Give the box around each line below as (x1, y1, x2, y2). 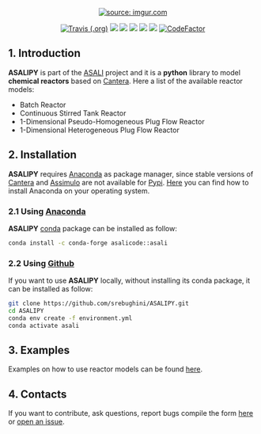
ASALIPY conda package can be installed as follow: (8, 223, 178, 233)
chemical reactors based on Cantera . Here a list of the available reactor (8, 76, 244, 86)
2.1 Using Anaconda (8, 206, 86, 217)
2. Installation (8, 148, 78, 162)
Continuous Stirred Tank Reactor (19, 108, 127, 118)
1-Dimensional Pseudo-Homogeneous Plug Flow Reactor (19, 116, 205, 126)
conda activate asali (8, 322, 80, 329)
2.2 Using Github (8, 257, 75, 268)
